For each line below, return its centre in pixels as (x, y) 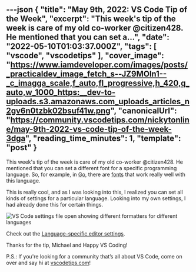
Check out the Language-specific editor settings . (66, 233)
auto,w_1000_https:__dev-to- (61, 93)
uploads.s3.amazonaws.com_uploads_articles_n (98, 102)
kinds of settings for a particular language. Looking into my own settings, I (96, 198)
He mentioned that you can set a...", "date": (88, 37)
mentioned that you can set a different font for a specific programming (92, 168)
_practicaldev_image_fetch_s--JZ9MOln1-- (87, 74)
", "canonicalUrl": (144, 111)
